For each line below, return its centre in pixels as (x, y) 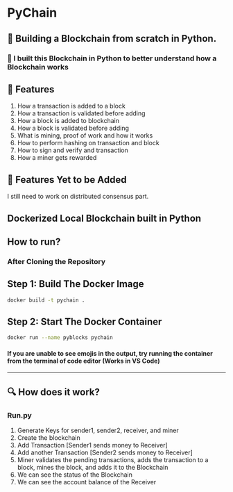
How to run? (34, 241)
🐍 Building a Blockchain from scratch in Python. (112, 39)
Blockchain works (38, 67)
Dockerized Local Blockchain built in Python (104, 218)
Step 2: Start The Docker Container (85, 321)
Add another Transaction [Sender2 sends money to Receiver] (105, 452)
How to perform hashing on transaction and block (88, 143)
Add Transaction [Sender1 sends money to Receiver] (92, 445)
